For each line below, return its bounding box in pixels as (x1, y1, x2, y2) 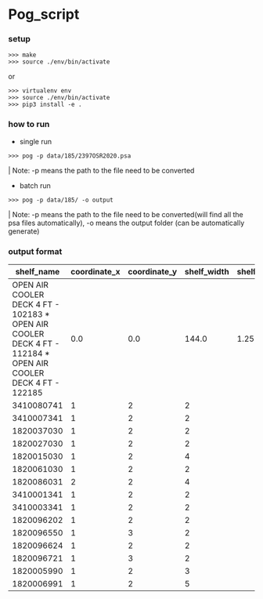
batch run (19, 180, 51, 190)
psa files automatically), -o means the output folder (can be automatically (8, 218, 245, 227)
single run (19, 136, 52, 146)
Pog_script (8, 5, 80, 24)
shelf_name (15, 267, 60, 278)
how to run (8, 119, 50, 130)
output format (8, 245, 63, 256)
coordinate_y (128, 267, 178, 278)
